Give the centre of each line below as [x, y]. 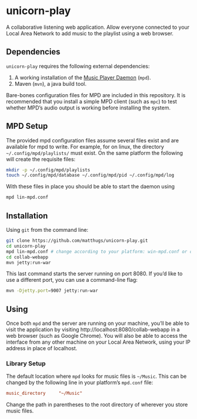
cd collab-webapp [27, 257]
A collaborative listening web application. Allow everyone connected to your [98, 27]
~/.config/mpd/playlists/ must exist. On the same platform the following [95, 153]
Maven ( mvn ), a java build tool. [50, 84]
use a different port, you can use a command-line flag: [72, 280]
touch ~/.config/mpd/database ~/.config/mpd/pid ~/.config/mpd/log [90, 175]
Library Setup [26, 363]
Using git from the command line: [47, 230]
